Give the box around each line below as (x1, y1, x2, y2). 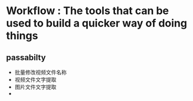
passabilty (6, 52, 46, 62)
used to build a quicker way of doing (6, 16, 188, 30)
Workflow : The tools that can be (6, 4, 169, 18)
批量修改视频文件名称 (14, 69, 67, 76)
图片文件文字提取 (14, 83, 57, 90)
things (6, 29, 38, 42)
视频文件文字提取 (14, 76, 57, 83)
